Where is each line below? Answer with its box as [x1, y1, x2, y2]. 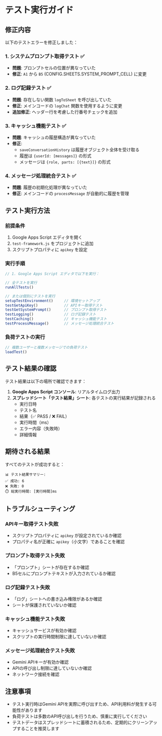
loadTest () [5, 350, 27, 355]
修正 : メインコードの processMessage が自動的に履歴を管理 [12, 191, 129, 197]
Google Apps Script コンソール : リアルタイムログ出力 [12, 388, 121, 395]
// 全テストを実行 [5, 280, 38, 285]
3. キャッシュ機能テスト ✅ [5, 122, 67, 129]
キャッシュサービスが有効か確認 [12, 628, 77, 634]
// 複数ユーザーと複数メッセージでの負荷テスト [5, 345, 88, 350]
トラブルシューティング [5, 505, 76, 513]
